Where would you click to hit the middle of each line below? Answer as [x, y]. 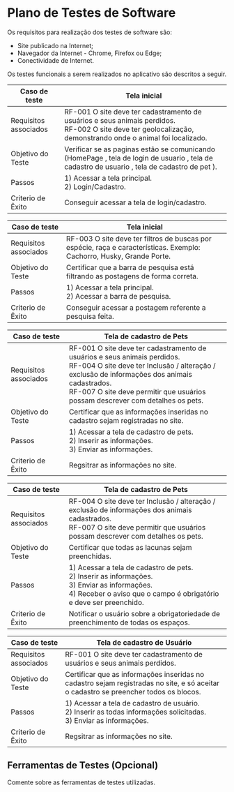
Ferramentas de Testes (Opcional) [83, 765]
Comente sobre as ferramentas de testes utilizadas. [81, 782]
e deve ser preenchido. [106, 602]
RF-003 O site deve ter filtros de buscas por [139, 239]
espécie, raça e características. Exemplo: [133, 247]
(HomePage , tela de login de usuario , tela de [139, 158]
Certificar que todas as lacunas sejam [131, 547]
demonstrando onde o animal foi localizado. [136, 137]
